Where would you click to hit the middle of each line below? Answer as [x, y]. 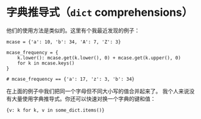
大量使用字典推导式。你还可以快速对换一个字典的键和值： [83, 98]
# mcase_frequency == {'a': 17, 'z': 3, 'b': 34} [71, 79]
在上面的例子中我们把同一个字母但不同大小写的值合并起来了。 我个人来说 [98, 91]
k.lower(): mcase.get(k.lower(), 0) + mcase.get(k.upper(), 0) [99, 58]
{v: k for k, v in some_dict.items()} [55, 110]
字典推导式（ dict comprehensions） [100, 12]
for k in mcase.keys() [46, 63]
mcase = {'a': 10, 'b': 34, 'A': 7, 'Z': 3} [64, 42]
